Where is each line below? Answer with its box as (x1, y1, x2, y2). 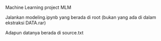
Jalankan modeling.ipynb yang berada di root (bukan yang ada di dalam (5, 14, 156, 20)
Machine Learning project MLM (5, 5, 72, 10)
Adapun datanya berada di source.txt (5, 30, 84, 35)
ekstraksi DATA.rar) (5, 20, 46, 26)
